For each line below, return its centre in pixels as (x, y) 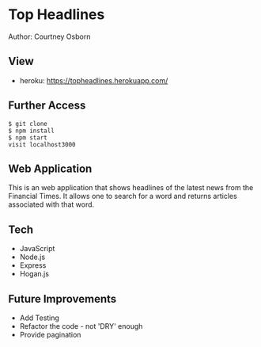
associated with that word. (51, 204)
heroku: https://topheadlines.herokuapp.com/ (94, 80)
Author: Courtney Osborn (49, 36)
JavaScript (37, 249)
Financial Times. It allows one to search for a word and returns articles (123, 196)
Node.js (32, 257)
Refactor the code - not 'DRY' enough (81, 326)
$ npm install (32, 131)
